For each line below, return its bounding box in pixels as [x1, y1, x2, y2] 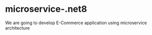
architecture [5, 25, 30, 31]
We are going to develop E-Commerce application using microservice [5, 20, 147, 26]
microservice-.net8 [5, 3, 88, 15]
